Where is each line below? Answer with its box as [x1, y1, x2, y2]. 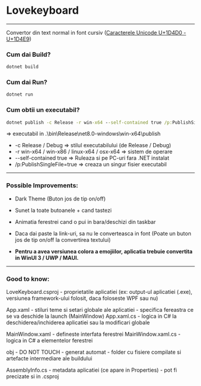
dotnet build [6, 64, 39, 70]
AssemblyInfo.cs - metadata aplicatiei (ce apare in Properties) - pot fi [6, 366, 178, 374]
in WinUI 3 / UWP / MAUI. [14, 254, 79, 261]
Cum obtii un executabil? [6, 106, 80, 114]
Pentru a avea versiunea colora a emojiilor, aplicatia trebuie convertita [14, 248, 193, 255]
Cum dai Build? [6, 50, 51, 59]
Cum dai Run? [6, 78, 48, 87]
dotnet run [6, 92, 33, 98]
